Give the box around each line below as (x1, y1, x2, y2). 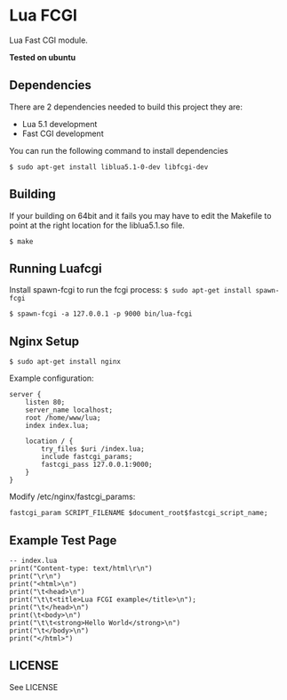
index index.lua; (25, 422, 90, 430)
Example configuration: (9, 373, 95, 383)
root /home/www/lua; (25, 414, 101, 422)
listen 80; (25, 398, 66, 407)
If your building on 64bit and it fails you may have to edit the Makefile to (9, 210, 272, 221)
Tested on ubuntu (9, 52, 76, 62)
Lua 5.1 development (21, 118, 98, 129)
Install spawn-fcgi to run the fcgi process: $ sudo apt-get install (9, 285, 252, 295)
